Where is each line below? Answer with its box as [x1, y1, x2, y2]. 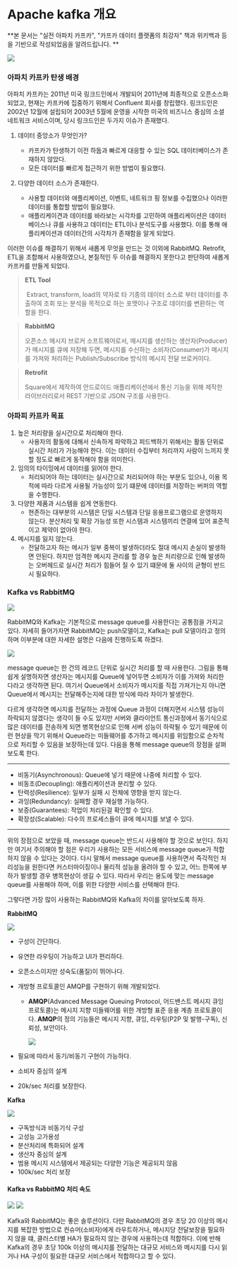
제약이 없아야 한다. [41, 525, 93, 534]
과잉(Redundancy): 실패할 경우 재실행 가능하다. [17, 797, 150, 805]
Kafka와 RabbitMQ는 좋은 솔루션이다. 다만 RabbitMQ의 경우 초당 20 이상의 [7, 1217, 215, 1225]
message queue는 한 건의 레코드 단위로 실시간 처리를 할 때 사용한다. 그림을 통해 [7, 663, 229, 672]
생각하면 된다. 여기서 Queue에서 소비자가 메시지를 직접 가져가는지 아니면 [25, 681, 226, 690]
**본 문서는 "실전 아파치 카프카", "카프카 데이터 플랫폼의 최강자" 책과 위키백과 [7, 31, 220, 39]
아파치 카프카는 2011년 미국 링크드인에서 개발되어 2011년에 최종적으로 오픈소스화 [7, 90, 229, 99]
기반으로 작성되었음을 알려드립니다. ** [14, 39, 119, 48]
